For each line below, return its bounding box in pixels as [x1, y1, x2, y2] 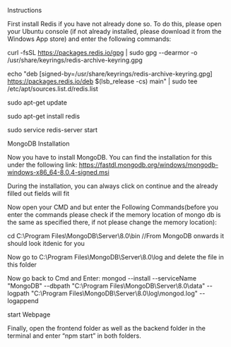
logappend [7, 297, 39, 305]
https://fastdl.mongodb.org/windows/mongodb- [78, 160, 219, 169]
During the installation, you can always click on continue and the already [7, 182, 218, 190]
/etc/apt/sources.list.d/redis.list [7, 85, 99, 93]
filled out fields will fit [7, 189, 69, 197]
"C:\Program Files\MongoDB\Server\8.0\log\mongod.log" [30, 289, 198, 298]
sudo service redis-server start [7, 126, 97, 134]
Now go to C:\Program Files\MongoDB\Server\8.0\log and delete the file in [7, 253, 224, 261]
